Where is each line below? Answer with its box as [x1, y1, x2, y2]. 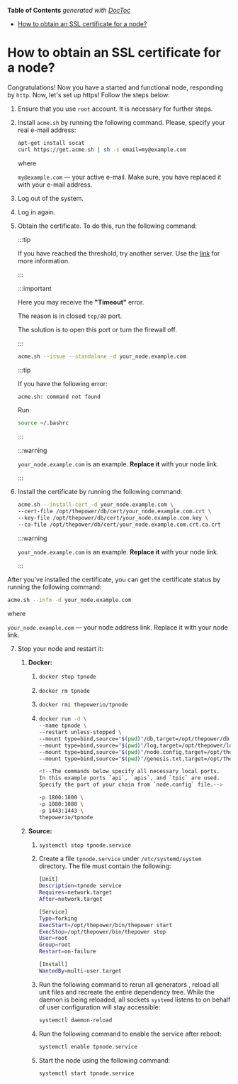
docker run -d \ [38, 716, 87, 723]
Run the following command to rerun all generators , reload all [38, 980, 220, 989]
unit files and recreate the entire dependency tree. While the [38, 987, 215, 996]
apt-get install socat [17, 139, 85, 146]
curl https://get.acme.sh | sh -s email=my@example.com [17, 146, 186, 153]
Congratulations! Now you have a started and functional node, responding [7, 83, 224, 92]
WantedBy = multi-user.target [38, 967, 122, 975]
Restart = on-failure [38, 948, 97, 956]
